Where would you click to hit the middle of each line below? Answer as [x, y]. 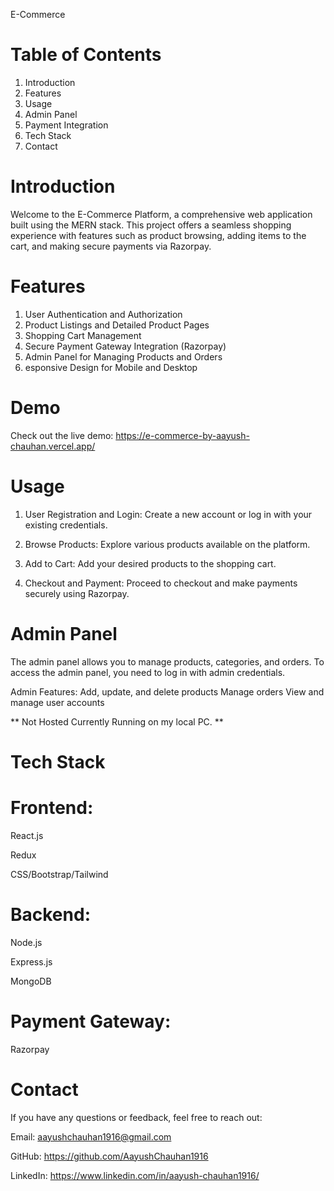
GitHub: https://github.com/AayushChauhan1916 [109, 1156]
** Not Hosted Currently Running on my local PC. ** [117, 721]
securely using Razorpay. [77, 593]
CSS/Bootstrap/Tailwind [59, 874]
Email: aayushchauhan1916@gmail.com [91, 1136]
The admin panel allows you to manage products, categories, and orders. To [167, 661]
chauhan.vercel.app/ [53, 446]
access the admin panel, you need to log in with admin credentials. [148, 672]
